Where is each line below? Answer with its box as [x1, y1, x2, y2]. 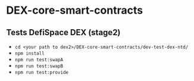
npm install [14, 51, 45, 57]
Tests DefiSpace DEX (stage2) [6, 27, 121, 38]
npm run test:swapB [14, 63, 64, 69]
